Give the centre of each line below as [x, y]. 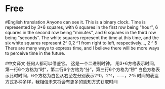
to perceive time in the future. [35, 53]
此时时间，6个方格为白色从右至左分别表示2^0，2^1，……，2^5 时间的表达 [84, 75]
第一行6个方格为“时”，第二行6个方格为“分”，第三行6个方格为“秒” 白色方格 [80, 69]
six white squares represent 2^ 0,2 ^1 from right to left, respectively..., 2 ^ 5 [81, 43]
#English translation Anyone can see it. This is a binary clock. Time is [75, 22]
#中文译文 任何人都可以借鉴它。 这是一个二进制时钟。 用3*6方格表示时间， [82, 63]
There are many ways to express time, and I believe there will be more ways [82, 48]
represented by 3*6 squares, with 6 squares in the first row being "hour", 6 [82, 27]
